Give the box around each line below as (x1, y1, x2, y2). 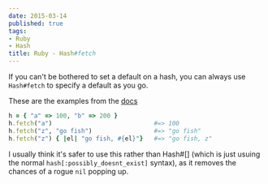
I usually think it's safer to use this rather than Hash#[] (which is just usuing (8, 149, 261, 159)
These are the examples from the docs (8, 96, 138, 105)
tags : (8, 27, 27, 35)
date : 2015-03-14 (8, 11, 67, 20)
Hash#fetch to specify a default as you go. (8, 80, 149, 90)
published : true (8, 19, 63, 28)
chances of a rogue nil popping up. (8, 166, 129, 176)
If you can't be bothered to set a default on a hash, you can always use (8, 72, 246, 81)
